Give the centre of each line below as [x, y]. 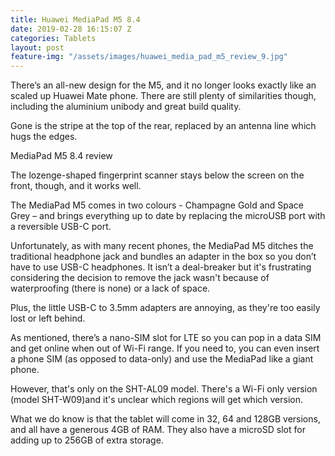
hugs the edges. [44, 137]
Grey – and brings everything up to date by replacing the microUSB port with [168, 216]
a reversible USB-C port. [61, 227]
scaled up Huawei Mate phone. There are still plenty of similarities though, [163, 96]
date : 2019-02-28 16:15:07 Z [71, 29]
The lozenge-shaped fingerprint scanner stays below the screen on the [157, 175]
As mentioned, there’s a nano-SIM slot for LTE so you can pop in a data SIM [166, 338]
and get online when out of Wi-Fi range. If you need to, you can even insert [165, 348]
